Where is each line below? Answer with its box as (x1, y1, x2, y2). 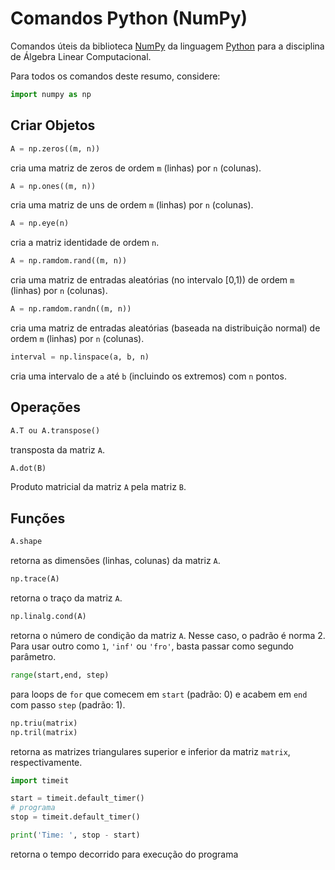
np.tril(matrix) (10, 727, 78, 737)
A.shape (10, 537, 43, 547)
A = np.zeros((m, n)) (10, 143, 101, 154)
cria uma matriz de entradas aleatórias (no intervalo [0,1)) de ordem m (10, 274, 295, 286)
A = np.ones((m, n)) (10, 181, 97, 191)
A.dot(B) (10, 463, 47, 473)
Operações (10, 399, 81, 416)
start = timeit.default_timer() (10, 793, 145, 804)
